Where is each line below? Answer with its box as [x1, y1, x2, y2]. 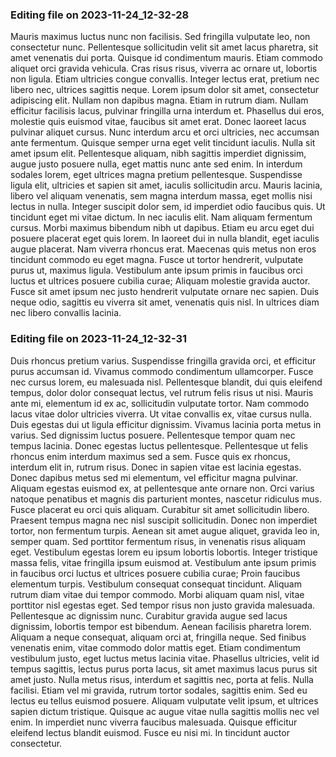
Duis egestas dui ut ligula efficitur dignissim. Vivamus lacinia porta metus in [10, 418, 322, 430]
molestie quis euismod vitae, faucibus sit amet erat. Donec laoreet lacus [10, 116, 307, 128]
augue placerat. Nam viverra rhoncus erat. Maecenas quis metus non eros [10, 243, 317, 255]
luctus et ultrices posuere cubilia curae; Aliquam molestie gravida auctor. [10, 275, 311, 287]
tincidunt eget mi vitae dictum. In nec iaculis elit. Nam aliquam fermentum [10, 211, 313, 223]
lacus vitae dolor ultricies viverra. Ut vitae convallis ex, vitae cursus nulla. [10, 408, 312, 420]
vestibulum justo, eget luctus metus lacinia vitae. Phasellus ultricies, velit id [10, 652, 320, 664]
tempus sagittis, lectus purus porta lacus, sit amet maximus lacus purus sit [10, 663, 318, 675]
